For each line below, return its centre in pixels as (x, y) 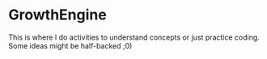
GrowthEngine (57, 15)
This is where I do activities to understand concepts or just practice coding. (134, 37)
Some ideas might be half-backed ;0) (70, 45)
